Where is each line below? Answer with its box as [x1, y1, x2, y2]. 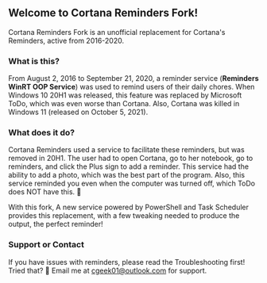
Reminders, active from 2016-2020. [8, 36, 125, 45]
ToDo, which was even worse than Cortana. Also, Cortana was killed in [8, 99, 240, 109]
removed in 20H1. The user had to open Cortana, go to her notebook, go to [8, 154, 253, 163]
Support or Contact [8, 239, 85, 250]
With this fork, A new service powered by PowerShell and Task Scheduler [8, 202, 249, 212]
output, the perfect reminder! [8, 220, 103, 229]
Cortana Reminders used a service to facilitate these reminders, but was [8, 145, 245, 155]
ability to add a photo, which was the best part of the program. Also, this [8, 170, 245, 180]
